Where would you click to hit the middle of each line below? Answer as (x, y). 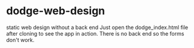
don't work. (20, 40)
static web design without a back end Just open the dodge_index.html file (97, 27)
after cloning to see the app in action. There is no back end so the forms (95, 33)
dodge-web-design (56, 11)
